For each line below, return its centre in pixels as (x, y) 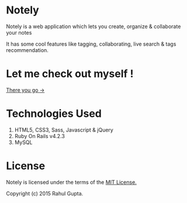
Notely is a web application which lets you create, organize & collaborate (93, 26)
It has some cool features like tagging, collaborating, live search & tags (91, 44)
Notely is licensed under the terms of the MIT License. (72, 182)
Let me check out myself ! (70, 74)
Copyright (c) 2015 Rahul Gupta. (45, 193)
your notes (19, 32)
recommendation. (27, 50)
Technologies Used (54, 114)
